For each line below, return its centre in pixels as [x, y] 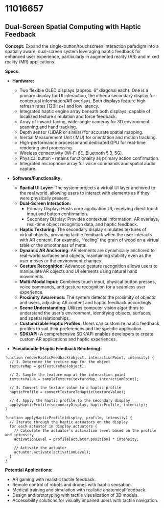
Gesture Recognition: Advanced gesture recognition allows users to [88, 266]
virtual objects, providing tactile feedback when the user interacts [86, 235]
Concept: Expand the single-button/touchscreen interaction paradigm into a [82, 46]
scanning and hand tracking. [48, 127]
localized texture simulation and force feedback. [68, 116]
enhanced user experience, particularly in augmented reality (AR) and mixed [82, 56]
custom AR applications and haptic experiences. [68, 339]
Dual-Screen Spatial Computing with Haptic [73, 27]
